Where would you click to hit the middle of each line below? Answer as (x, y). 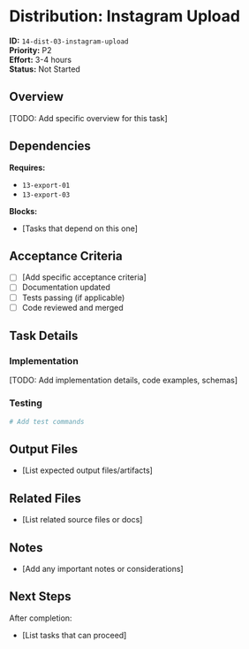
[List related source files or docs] (82, 520)
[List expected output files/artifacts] (87, 470)
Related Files (45, 498)
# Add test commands (47, 421)
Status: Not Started (45, 69)
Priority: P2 (30, 50)
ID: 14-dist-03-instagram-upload (69, 41)
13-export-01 (46, 185)
